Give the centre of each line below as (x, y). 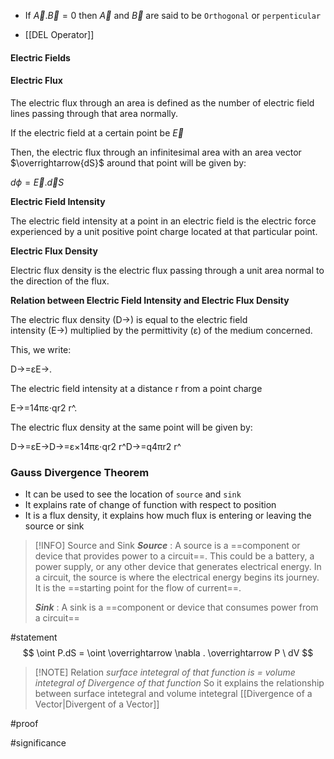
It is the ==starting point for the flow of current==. (138, 588)
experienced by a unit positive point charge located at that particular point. (164, 231)
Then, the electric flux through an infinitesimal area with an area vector (156, 152)
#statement (34, 637)
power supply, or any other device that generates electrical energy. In (178, 567)
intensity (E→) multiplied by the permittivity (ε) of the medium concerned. (161, 330)
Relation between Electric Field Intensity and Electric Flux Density (150, 300)
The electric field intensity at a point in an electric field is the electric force (163, 221)
